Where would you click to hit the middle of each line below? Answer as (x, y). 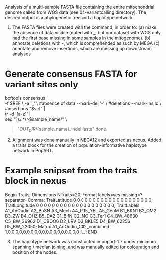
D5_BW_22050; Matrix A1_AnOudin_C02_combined (57, 226)
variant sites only (42, 85)
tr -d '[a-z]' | (18, 114)
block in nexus (36, 181)
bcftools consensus (25, 98)
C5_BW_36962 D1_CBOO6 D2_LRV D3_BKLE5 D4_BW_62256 (68, 221)
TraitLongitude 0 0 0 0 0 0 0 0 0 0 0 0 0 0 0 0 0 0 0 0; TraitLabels (72, 205)
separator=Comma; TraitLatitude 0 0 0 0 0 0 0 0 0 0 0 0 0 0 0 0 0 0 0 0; (79, 200)
